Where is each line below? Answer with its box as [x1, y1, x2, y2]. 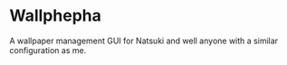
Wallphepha [9, 5, 101, 26]
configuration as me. [9, 44, 87, 55]
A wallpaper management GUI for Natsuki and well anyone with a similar [9, 35, 279, 46]
